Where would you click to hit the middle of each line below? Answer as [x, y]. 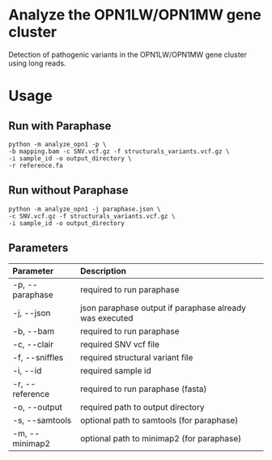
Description [103, 270]
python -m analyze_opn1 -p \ [57, 144]
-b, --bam [34, 331]
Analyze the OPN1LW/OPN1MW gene [135, 15]
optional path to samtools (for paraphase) [159, 420]
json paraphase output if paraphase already [163, 308]
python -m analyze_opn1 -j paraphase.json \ [85, 209]
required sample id [115, 370]
